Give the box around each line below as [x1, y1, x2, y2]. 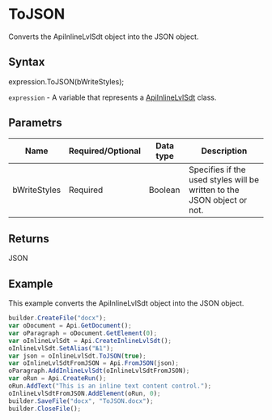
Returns [8, 232, 50, 246]
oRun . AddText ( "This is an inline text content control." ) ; [8, 382, 212, 390]
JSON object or [189, 194, 248, 205]
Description [201, 145, 248, 156]
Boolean [148, 184, 181, 195]
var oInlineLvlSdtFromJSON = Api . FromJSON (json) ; [8, 359, 180, 367]
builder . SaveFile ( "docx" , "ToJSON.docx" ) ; [8, 396, 154, 405]
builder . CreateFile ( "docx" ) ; [8, 314, 107, 323]
